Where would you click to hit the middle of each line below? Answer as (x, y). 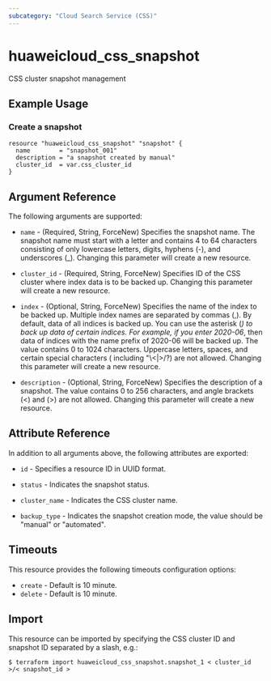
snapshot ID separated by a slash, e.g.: (73, 647)
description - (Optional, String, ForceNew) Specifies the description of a (141, 382)
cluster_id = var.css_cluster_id (74, 165)
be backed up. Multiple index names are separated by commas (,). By (136, 315)
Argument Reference (62, 196)
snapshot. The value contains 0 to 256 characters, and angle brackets (137, 391)
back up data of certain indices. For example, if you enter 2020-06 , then (141, 332)
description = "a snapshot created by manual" (95, 158)
